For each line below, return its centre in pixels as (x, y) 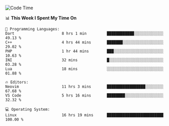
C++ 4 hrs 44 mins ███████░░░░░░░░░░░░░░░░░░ (84, 43)
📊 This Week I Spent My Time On (41, 18)
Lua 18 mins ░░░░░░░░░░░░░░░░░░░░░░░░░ (84, 69)
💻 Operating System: (28, 109)
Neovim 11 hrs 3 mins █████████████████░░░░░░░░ (84, 87)
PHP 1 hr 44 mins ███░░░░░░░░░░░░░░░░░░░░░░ (84, 51)
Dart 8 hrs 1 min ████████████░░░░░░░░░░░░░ (84, 33)
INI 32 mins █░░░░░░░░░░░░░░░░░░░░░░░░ (84, 60)
